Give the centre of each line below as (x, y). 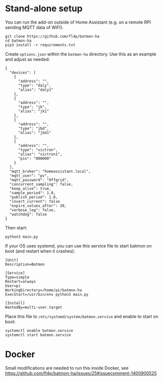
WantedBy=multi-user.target (34, 307)
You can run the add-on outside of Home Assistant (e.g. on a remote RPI (78, 22)
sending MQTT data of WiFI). (34, 27)
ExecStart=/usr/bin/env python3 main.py (47, 294)
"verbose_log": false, (33, 210)
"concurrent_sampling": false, (41, 184)
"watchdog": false (28, 214)
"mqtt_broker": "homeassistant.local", (50, 171)
